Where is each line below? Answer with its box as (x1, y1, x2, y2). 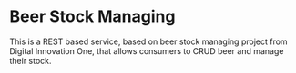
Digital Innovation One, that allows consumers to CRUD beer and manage (9, 45, 284, 56)
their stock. (9, 55, 52, 66)
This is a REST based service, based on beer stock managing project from (9, 36, 289, 47)
